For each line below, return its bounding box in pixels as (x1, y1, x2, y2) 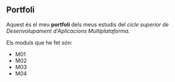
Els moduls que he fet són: (6, 39, 73, 46)
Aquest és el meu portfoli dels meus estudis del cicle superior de (6, 20, 170, 28)
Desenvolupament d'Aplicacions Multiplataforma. (6, 27, 130, 34)
